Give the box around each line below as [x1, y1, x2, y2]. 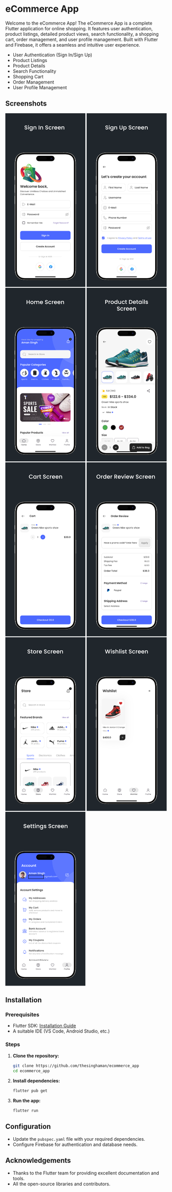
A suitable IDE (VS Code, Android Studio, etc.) [12, 1028, 110, 1034]
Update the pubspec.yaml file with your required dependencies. [12, 1136, 145, 1142]
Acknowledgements [5, 1156, 71, 1165]
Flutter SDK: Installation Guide [12, 1023, 76, 1029]
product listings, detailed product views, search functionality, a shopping [5, 31, 159, 37]
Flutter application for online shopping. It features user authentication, [5, 25, 153, 31]
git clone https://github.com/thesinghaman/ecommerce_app [12, 1063, 139, 1068]
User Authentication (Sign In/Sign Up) [12, 52, 93, 58]
